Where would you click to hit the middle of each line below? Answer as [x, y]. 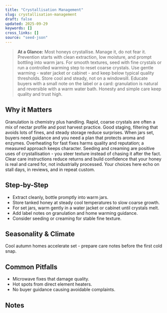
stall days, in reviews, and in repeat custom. [50, 169]
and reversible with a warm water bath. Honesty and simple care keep [89, 89]
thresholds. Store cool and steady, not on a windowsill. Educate [83, 78]
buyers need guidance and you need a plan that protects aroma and [75, 138]
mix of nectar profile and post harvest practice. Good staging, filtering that [82, 127]
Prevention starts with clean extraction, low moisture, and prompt [84, 57]
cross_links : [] [22, 33]
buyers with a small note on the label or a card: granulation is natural [88, 83]
